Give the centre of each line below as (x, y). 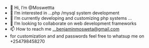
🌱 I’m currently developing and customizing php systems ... (71, 18)
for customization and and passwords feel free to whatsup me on (77, 36)
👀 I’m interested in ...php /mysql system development (64, 13)
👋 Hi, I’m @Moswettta (32, 8)
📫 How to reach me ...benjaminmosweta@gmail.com (65, 29)
